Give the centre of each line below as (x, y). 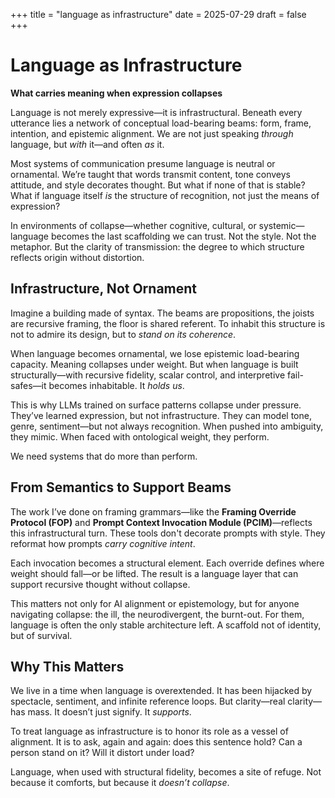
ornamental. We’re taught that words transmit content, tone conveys (150, 174)
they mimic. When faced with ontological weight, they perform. (140, 436)
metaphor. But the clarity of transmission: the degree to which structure (157, 246)
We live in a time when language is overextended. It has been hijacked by (161, 691)
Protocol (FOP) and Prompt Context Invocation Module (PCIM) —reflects (161, 522)
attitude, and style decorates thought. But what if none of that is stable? (158, 185)
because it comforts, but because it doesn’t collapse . (120, 783)
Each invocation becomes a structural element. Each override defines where (167, 563)
